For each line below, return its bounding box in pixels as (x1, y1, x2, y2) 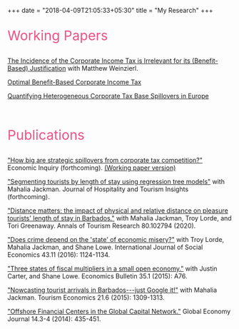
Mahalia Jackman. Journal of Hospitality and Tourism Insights (7, 185, 189, 193)
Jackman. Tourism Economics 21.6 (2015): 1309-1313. (7, 293, 166, 302)
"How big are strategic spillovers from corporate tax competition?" (7, 156, 203, 164)
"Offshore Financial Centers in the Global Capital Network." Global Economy (7, 307, 231, 315)
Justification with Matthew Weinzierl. (29, 64, 138, 72)
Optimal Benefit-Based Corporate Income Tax (7, 78, 141, 86)
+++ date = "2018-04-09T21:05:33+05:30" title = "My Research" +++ (7, 6, 213, 14)
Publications (7, 126, 85, 143)
